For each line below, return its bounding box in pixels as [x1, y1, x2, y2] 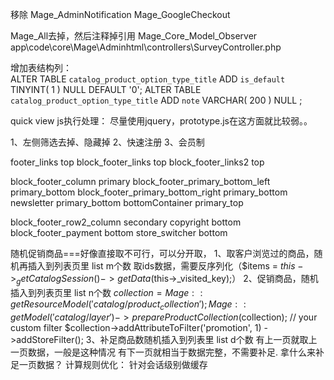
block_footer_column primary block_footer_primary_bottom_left [10, 176, 271, 187]
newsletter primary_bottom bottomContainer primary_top [10, 197, 244, 208]
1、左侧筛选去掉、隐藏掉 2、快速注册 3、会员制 [10, 136, 205, 148]
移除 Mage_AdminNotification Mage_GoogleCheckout [10, 9, 231, 20]
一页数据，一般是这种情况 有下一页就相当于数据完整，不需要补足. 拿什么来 [10, 346, 316, 358]
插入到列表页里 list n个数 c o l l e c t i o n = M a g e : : [10, 286, 203, 298]
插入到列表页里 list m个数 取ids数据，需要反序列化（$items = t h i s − [27, 260, 304, 272]
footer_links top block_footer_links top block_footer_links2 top [10, 156, 265, 168]
